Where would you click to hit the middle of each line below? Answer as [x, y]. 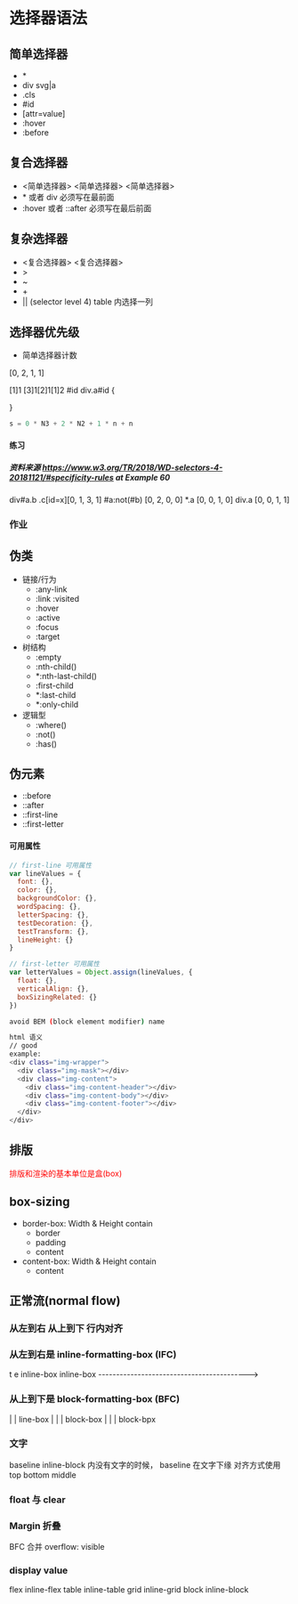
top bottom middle [43, 1475]
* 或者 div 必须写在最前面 [68, 197]
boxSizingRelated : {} [57, 997]
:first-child [54, 685]
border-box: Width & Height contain [87, 1223]
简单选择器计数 [49, 355]
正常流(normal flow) [65, 1301]
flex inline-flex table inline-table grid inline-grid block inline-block [129, 1590]
